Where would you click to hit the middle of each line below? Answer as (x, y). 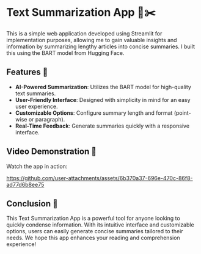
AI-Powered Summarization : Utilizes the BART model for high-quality (103, 87)
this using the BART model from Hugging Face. (65, 53)
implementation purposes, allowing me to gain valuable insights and (92, 40)
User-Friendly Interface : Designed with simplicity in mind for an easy (103, 100)
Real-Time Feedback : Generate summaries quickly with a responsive (102, 126)
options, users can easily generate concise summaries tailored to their (95, 231)
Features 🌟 (27, 72)
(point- (182, 113)
